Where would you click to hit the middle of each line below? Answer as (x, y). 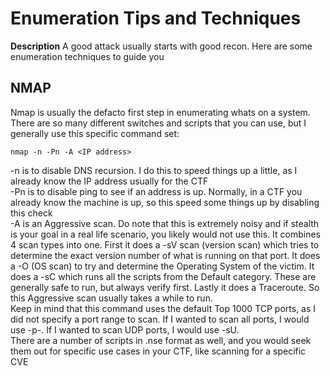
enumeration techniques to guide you (87, 56)
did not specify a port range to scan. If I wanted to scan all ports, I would (160, 319)
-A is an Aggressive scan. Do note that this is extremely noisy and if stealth (165, 223)
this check (31, 213)
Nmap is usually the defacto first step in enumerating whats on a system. (160, 112)
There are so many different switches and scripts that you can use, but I (158, 123)
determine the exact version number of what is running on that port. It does (165, 255)
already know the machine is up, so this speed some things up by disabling (165, 202)
